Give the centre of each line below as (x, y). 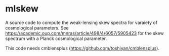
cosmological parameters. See (37, 27)
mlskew (22, 9)
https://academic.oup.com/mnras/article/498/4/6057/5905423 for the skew (85, 33)
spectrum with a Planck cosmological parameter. (56, 38)
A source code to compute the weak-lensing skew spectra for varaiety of (81, 22)
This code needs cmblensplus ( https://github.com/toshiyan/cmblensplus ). (82, 48)
